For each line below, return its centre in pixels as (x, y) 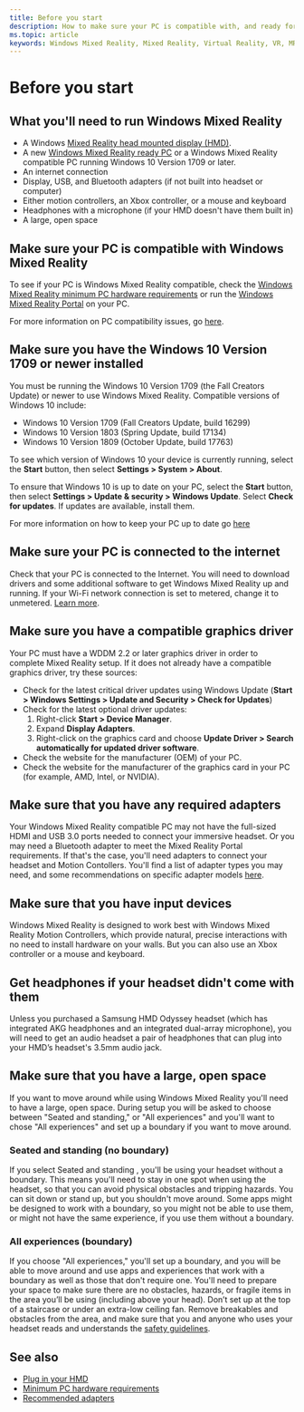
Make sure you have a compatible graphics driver (152, 631)
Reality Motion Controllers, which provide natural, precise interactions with (148, 935)
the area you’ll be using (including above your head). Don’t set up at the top (150, 1300)
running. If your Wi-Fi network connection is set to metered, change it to (144, 593)
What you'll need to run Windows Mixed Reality (146, 121)
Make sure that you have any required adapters (145, 804)
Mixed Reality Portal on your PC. (70, 304)
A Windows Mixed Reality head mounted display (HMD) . (127, 143)
